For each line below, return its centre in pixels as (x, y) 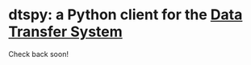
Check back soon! (38, 54)
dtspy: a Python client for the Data (125, 15)
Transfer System (65, 32)
